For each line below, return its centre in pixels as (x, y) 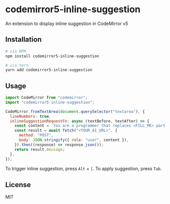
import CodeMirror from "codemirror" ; (46, 98)
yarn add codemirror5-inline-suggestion (49, 70)
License (18, 185)
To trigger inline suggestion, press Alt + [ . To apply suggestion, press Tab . (83, 169)
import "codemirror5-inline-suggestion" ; (50, 102)
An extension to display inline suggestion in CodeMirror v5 (67, 23)
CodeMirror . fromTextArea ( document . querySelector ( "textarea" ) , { (75, 111)
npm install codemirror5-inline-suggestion (52, 56)
